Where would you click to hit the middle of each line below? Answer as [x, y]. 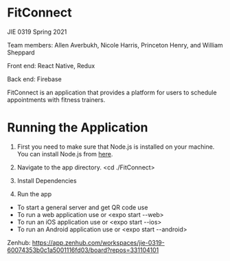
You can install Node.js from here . [65, 154]
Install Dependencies [47, 180]
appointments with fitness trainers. [56, 100]
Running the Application [78, 128]
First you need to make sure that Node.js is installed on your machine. [116, 147]
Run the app [34, 194]
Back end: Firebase [34, 79]
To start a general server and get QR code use [82, 207]
